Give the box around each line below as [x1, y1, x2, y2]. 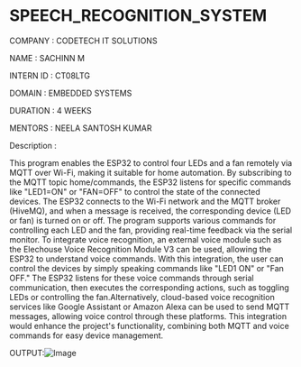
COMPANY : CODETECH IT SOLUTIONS [9, 35, 158, 46]
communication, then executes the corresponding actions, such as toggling [9, 281, 290, 293]
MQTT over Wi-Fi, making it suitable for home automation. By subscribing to [9, 167, 292, 178]
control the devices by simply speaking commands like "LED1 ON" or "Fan [9, 262, 284, 273]
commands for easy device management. [9, 330, 164, 341]
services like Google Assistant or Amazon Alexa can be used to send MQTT [9, 301, 290, 312]
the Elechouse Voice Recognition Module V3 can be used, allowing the [9, 243, 272, 254]
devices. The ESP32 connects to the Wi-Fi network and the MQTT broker [9, 196, 281, 206]
